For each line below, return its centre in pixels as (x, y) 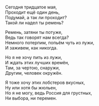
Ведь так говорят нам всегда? (37, 37)
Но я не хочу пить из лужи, (34, 57)
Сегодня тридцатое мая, (31, 7)
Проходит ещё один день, (32, 12)
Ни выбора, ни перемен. (31, 98)
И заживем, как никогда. (31, 48)
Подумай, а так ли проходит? (36, 17)
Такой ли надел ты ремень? (34, 23)
